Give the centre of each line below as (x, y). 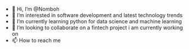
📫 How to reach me (36, 40)
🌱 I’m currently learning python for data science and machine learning (97, 21)
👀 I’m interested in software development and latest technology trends (97, 15)
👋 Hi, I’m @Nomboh (35, 9)
